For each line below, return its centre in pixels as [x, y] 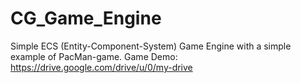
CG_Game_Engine [86, 18]
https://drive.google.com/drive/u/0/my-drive [101, 67]
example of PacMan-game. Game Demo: [94, 56]
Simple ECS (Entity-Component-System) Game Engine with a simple [151, 46]
